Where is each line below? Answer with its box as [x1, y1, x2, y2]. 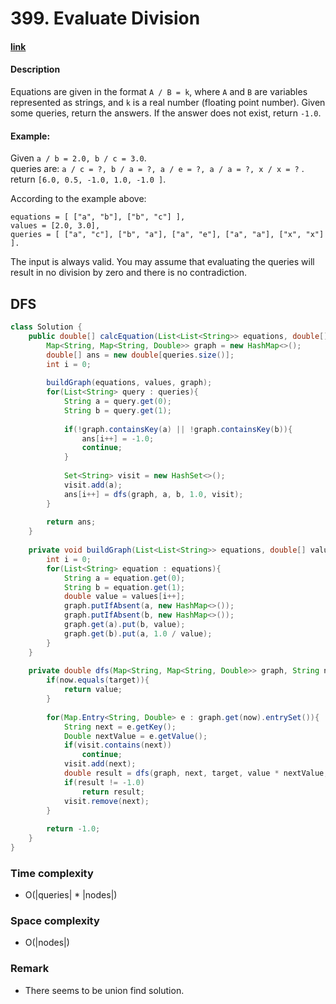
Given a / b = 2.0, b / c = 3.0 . [10, 152, 147, 164]
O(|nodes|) [24, 937, 70, 949]
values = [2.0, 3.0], [10, 221, 101, 231]
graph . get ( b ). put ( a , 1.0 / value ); [63, 628, 213, 639]
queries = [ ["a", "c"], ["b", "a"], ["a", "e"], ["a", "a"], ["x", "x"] [10, 230, 325, 240]
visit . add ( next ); [63, 759, 137, 769]
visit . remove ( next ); [63, 796, 150, 806]
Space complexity [10, 914, 100, 928]
